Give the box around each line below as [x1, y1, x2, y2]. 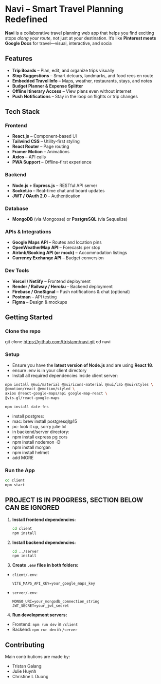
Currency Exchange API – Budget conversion [12, 255, 104, 261]
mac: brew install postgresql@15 [12, 418, 77, 424]
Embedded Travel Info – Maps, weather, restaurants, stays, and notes [12, 78, 152, 83]
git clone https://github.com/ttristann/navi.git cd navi [5, 339, 111, 345]
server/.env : [12, 590, 38, 596]
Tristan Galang [12, 663, 42, 669]
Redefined [5, 14, 48, 25]
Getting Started [5, 313, 53, 322]
